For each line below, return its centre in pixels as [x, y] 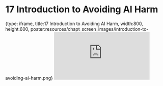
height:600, [17, 29]
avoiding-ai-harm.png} [29, 78]
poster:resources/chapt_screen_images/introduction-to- [89, 29]
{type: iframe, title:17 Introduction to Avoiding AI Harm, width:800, [74, 24]
